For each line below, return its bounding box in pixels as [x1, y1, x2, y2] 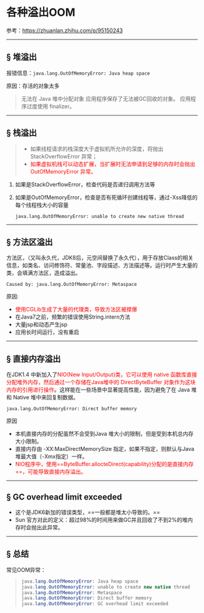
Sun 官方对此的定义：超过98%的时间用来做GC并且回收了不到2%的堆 [15, 516, 188, 523]
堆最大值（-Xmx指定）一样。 [15, 453, 88, 460]
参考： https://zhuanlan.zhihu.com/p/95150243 [6, 27, 123, 34]
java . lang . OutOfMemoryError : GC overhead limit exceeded [21, 601, 169, 607]
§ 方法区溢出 [6, 237, 53, 247]
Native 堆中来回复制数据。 [13, 394, 79, 401]
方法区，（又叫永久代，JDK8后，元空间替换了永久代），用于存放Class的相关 [6, 254, 194, 262]
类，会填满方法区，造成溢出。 [6, 269, 81, 277]
